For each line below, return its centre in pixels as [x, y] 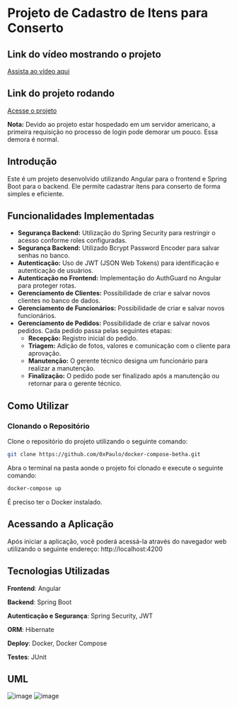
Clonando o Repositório [48, 426]
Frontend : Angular [34, 588]
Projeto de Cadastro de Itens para [108, 13]
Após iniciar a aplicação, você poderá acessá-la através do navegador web [117, 541]
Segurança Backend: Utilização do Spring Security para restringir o [116, 233]
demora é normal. [33, 139]
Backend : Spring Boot [40, 602]
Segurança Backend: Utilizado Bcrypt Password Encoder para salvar [118, 248]
